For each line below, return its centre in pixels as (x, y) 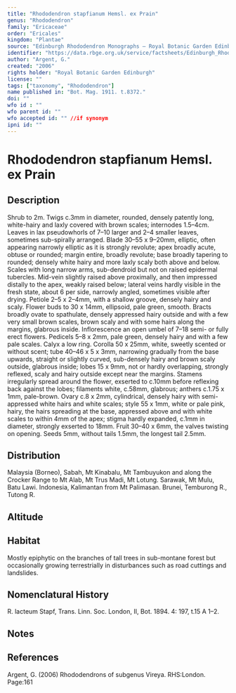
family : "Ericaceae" (38, 27)
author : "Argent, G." (39, 60)
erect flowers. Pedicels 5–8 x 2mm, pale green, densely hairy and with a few (118, 336)
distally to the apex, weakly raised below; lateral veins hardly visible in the (114, 284)
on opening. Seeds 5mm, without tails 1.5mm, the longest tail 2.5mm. (107, 433)
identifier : (25, 53)
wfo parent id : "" (34, 112)
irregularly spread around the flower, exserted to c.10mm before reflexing (113, 381)
